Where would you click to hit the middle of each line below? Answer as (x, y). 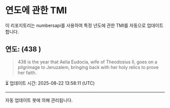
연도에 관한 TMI (36, 10)
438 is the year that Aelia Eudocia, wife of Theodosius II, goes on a (88, 62)
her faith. (27, 73)
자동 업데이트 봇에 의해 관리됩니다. (39, 100)
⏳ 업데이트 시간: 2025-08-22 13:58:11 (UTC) (50, 83)
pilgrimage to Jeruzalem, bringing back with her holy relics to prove (88, 67)
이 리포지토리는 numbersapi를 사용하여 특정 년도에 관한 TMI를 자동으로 (76, 25)
